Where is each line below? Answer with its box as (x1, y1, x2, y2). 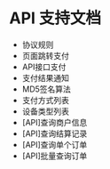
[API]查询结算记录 (21, 128, 88, 139)
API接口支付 (21, 61, 67, 72)
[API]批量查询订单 (21, 150, 88, 161)
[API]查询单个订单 (21, 139, 88, 149)
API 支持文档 (9, 8, 102, 28)
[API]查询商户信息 (21, 117, 88, 127)
